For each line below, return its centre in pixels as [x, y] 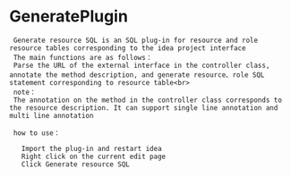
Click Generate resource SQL [75, 164]
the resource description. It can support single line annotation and [144, 108]
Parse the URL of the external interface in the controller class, [141, 65]
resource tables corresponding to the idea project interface [128, 48]
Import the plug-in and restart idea [92, 148]
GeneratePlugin [68, 17]
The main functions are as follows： [83, 57]
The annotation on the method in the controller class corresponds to [147, 100]
